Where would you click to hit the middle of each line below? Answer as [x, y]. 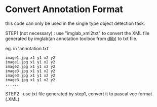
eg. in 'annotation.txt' [27, 48]
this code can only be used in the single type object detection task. [75, 23]
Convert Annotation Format [64, 9]
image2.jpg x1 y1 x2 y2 [30, 66]
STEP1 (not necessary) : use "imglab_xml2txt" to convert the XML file [77, 33]
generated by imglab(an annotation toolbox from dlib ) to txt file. [71, 39]
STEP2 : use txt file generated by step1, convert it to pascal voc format [79, 94]
